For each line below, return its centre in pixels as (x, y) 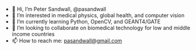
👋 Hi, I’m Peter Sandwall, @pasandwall (59, 9)
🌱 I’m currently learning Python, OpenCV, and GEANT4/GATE (86, 21)
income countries (33, 34)
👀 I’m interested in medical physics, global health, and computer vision (98, 15)
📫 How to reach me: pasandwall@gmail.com (67, 41)
